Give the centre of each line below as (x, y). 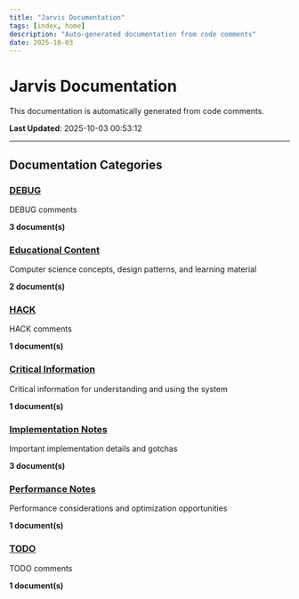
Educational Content (55, 250)
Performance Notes (53, 488)
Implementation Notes (59, 429)
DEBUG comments (43, 209)
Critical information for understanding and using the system (119, 389)
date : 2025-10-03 (41, 42)
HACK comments (41, 329)
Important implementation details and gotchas (93, 449)
